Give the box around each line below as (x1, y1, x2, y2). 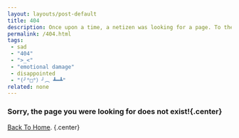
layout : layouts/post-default (7, 10, 97, 18)
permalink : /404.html (7, 30, 72, 38)
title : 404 (7, 17, 40, 24)
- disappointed (10, 70, 55, 77)
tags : (7, 37, 23, 44)
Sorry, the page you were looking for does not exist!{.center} (7, 107, 223, 117)
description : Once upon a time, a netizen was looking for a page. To (7, 23, 221, 31)
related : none (7, 83, 50, 90)
